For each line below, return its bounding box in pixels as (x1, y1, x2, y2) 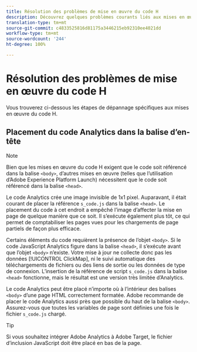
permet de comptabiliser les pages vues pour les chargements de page (6, 218, 179, 225)
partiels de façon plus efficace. (6, 225, 81, 232)
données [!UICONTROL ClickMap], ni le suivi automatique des (6, 255, 155, 262)
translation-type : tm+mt (6, 19, 67, 25)
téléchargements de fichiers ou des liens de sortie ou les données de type (6, 261, 186, 268)
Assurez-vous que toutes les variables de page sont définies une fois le (6, 304, 179, 311)
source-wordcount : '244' (6, 36, 67, 42)
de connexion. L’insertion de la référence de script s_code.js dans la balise (6, 267, 188, 274)
